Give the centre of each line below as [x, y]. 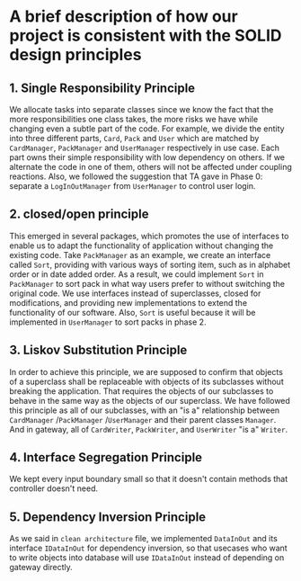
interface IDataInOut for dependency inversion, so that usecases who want [148, 548]
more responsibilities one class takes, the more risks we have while [134, 119]
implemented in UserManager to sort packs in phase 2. [108, 322]
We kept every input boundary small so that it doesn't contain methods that [149, 479]
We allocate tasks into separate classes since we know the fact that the [142, 109]
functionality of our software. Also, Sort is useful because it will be [133, 312]
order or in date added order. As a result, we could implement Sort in [137, 274]
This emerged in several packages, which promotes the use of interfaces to [149, 236]
